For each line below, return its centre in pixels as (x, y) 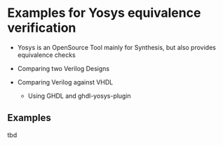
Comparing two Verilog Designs (63, 68)
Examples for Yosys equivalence (104, 13)
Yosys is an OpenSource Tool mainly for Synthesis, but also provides (116, 47)
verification (42, 28)
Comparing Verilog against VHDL (65, 82)
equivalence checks (46, 55)
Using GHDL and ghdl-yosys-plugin (79, 96)
